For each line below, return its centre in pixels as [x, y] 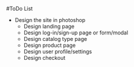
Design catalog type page [55, 39]
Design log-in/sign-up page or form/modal [76, 33]
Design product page [50, 45]
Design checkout [44, 58]
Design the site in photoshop [50, 20]
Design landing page [49, 26]
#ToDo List [19, 9]
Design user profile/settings [58, 52]
